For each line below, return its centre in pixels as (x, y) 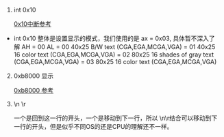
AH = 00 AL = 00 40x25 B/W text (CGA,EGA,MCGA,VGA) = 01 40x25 (119, 47)
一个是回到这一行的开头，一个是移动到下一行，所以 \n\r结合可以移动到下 (115, 118)
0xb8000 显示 (33, 76)
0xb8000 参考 (33, 90)
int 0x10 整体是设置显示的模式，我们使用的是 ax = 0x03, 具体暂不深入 (111, 38)
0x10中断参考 (32, 24)
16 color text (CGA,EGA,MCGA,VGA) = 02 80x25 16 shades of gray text (114, 55)
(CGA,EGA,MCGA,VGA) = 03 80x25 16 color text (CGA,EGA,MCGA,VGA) (115, 62)
